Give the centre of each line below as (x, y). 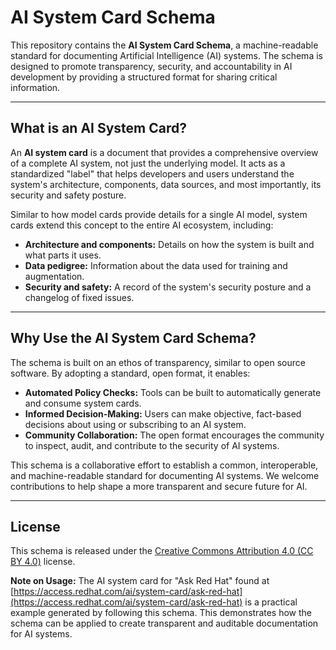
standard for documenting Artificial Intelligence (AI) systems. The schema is (166, 55)
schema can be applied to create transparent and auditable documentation (164, 623)
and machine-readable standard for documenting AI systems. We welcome (165, 475)
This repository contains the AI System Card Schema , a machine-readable (164, 45)
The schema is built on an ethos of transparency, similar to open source (158, 362)
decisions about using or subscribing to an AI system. (135, 424)
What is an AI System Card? (98, 128)
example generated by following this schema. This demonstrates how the (161, 613)
